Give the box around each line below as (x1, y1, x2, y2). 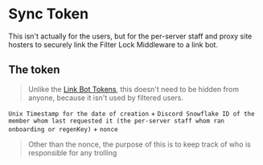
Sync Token (8, 5, 89, 23)
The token (8, 63, 60, 77)
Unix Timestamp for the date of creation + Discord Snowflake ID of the (8, 108, 255, 118)
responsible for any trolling (27, 147, 117, 157)
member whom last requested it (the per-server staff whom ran (8, 117, 225, 125)
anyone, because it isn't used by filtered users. (27, 93, 183, 103)
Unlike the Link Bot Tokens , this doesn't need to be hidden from (27, 84, 240, 94)
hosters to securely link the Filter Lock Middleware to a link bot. (8, 39, 219, 49)
